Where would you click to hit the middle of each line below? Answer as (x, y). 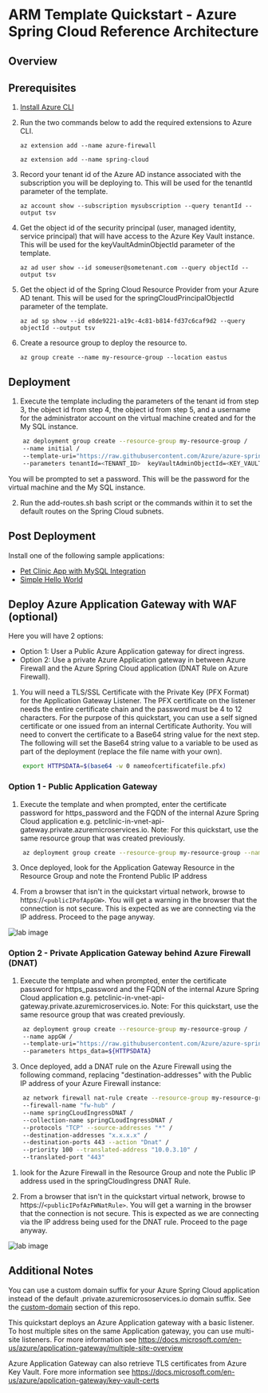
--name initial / (51, 449)
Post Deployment (52, 536)
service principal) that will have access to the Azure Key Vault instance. (137, 236)
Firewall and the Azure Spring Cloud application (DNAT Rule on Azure (134, 668)
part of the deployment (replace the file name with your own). (121, 752)
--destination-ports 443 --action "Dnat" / (96, 1143)
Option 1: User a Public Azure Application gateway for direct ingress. (132, 651)
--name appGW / (48, 1037)
